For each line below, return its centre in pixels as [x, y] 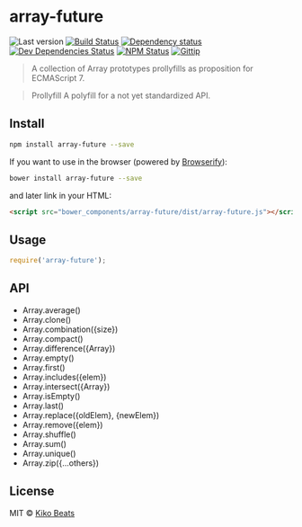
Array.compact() [53, 338]
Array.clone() [47, 319]
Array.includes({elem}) [64, 377]
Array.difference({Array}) [69, 348]
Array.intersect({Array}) [66, 386]
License [32, 491]
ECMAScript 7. [58, 77]
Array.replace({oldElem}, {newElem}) [91, 415]
